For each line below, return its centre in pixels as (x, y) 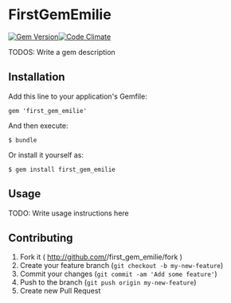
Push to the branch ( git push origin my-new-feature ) (108, 282)
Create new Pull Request (60, 291)
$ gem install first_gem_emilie (62, 169)
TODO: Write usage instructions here (69, 213)
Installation (37, 77)
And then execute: (38, 126)
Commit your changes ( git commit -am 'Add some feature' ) (118, 274)
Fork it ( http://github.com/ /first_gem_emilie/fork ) (101, 257)
